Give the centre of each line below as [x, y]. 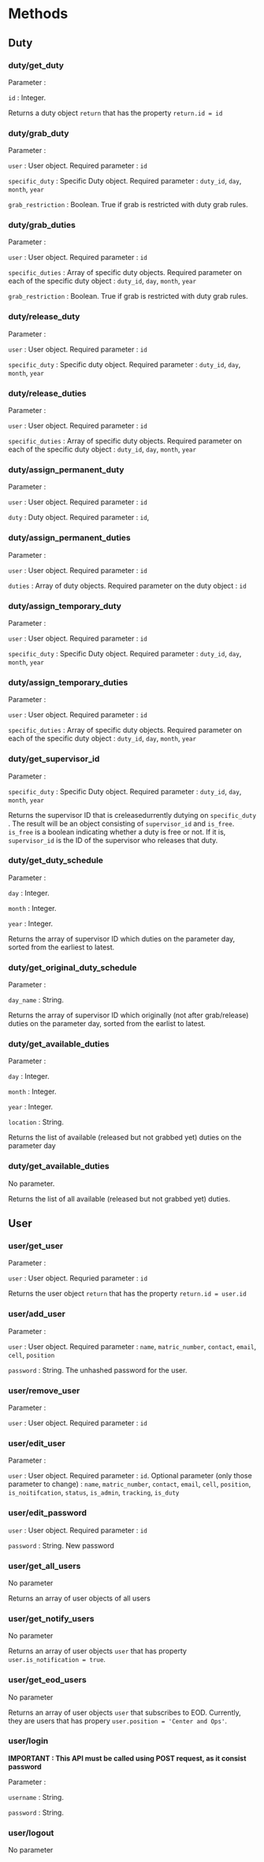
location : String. [36, 1122]
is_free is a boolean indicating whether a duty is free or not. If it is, [117, 831]
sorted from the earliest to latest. [61, 947]
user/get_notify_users [51, 1619]
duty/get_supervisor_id [54, 759]
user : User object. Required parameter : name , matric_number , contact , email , [132, 1346]
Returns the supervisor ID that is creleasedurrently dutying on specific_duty [132, 815]
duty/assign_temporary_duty [65, 606]
